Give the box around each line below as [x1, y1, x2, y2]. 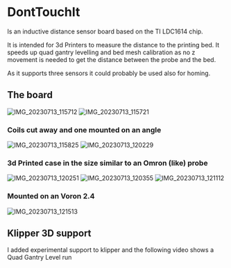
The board [7, 89, 53, 101]
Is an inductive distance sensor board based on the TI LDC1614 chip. [7, 27, 203, 36]
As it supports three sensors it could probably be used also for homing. [7, 69, 211, 77]
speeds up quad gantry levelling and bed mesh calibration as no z [7, 48, 196, 56]
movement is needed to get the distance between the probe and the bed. [7, 55, 216, 63]
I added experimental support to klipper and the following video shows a [7, 246, 214, 254]
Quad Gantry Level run [7, 253, 72, 262]
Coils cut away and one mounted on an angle [7, 125, 162, 134]
